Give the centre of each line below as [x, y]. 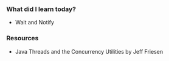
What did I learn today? [41, 9]
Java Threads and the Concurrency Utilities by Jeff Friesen [89, 51]
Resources [22, 38]
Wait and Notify [35, 23]
